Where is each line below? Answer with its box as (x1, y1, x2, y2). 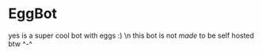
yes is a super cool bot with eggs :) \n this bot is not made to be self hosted (8, 31, 255, 40)
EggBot (8, 5, 58, 23)
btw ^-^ (8, 38, 33, 48)
